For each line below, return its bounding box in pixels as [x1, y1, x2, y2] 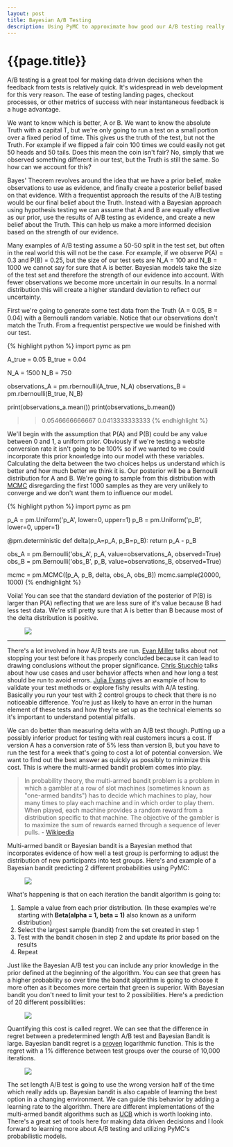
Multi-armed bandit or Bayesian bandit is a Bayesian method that [7, 842, 193, 850]
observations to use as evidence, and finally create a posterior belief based [7, 184, 223, 192]
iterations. [7, 1054, 36, 1062]
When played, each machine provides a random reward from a [24, 806, 203, 815]
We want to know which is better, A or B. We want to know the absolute [7, 119, 212, 127]
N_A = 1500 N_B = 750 [7, 369, 71, 377]
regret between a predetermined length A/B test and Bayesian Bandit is [7, 1032, 211, 1040]
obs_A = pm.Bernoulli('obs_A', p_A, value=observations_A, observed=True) [7, 550, 221, 558]
